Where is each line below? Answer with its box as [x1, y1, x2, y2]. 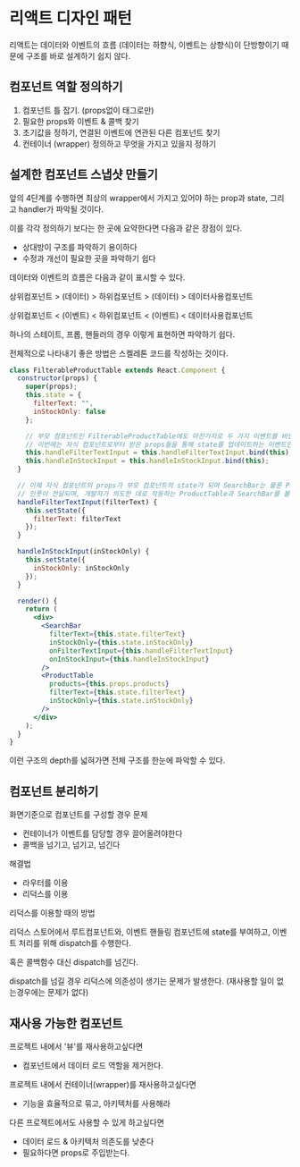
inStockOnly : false [32, 407, 105, 416]
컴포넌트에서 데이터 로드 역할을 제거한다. [21, 1060, 163, 1070]
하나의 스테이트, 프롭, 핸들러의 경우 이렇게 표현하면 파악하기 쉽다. [9, 328, 236, 340]
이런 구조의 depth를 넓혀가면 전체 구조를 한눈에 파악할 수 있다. [9, 755, 226, 765]
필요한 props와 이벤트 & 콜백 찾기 [21, 115, 140, 126]
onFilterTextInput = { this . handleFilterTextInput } [48, 646, 234, 655]
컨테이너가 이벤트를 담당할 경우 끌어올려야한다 [21, 828, 183, 839]
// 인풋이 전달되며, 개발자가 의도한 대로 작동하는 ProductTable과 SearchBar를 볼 [17, 489, 290, 498]
